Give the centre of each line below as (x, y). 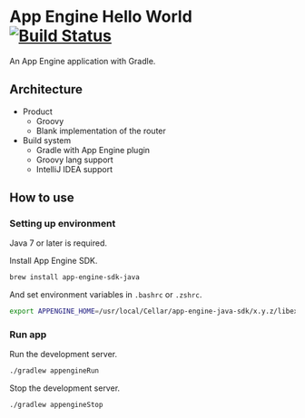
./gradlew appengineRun (54, 371)
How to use (42, 198)
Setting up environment (63, 224)
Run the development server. (64, 355)
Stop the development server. (65, 388)
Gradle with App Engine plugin (93, 150)
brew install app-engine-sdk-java (75, 277)
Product (37, 112)
